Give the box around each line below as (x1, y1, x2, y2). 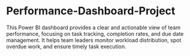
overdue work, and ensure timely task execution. (6, 43, 126, 50)
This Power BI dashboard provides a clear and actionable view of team (6, 24, 181, 31)
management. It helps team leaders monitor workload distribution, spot (6, 36, 182, 43)
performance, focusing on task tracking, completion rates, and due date (6, 30, 184, 37)
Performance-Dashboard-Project (6, 4, 176, 18)
